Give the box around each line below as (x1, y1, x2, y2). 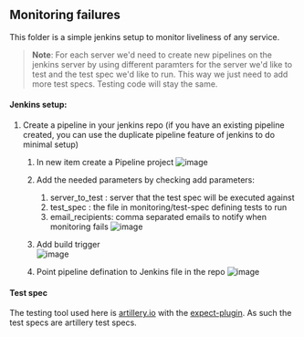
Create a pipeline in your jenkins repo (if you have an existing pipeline (22, 120, 285, 131)
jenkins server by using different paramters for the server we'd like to (31, 58, 293, 69)
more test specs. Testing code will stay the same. (31, 78, 218, 90)
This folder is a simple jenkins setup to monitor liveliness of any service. (9, 31, 280, 42)
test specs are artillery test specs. (9, 317, 137, 328)
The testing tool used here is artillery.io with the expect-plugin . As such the (9, 308, 292, 319)
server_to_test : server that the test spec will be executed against (49, 192, 295, 204)
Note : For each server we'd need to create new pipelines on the (31, 49, 272, 60)
